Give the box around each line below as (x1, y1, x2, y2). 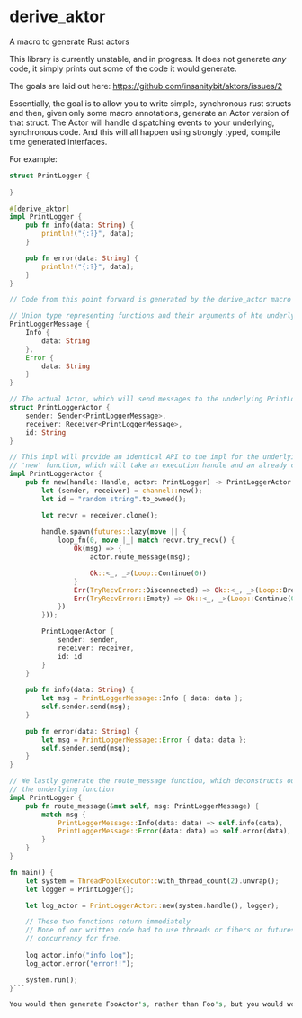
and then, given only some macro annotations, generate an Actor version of (9, 107, 289, 118)
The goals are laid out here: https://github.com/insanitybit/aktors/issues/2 (9, 80, 283, 91)
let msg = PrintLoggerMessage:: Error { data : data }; (41, 735, 247, 744)
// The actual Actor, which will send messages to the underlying (9, 394, 263, 404)
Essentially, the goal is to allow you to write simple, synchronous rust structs (9, 97, 292, 109)
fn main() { (9, 868, 54, 877)
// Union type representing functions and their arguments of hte (9, 311, 263, 320)
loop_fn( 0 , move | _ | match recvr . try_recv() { (57, 536, 235, 545)
